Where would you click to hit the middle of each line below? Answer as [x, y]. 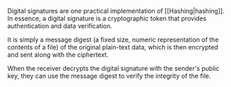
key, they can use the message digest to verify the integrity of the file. [109, 76]
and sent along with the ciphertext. [58, 54]
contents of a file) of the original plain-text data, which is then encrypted [113, 47]
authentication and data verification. [60, 26]
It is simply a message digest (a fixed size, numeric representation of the [113, 40]
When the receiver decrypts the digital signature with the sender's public [113, 68]
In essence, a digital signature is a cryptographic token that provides [107, 18]
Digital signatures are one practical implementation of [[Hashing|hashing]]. [116, 11]
